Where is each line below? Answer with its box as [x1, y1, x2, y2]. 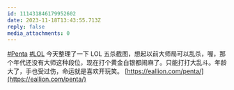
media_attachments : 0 [7, 29, 70, 37]
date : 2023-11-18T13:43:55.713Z [7, 17, 101, 24]
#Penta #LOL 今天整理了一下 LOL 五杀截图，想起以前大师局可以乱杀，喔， [7, 50, 220, 58]
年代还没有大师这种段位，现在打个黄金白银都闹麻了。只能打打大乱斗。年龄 [13, 59, 227, 67]
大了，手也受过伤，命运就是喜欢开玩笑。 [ [7, 67, 127, 75]
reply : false [7, 23, 45, 30]
